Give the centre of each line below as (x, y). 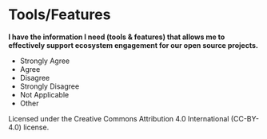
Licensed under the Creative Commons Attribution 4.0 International (119, 118)
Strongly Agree (45, 61)
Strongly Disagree (50, 86)
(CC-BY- (245, 118)
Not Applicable (44, 94)
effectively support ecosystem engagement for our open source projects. (133, 45)
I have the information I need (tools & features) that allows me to (117, 37)
